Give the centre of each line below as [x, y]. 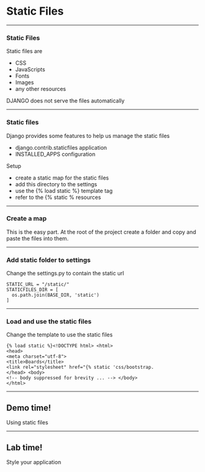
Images [24, 82]
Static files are [24, 51]
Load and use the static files [49, 322]
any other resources [41, 89]
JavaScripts [30, 70]
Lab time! [24, 447]
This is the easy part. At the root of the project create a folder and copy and [101, 232]
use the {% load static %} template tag [64, 191]
